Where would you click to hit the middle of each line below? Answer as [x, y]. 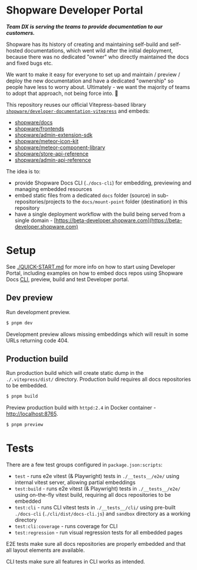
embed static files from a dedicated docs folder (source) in [85, 195]
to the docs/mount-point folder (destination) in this [127, 202]
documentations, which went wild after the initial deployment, [99, 50]
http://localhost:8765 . [32, 414]
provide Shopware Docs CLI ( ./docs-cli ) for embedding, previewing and [103, 183]
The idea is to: [24, 171]
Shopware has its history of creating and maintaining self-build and [87, 44]
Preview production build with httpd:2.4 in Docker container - [81, 408]
